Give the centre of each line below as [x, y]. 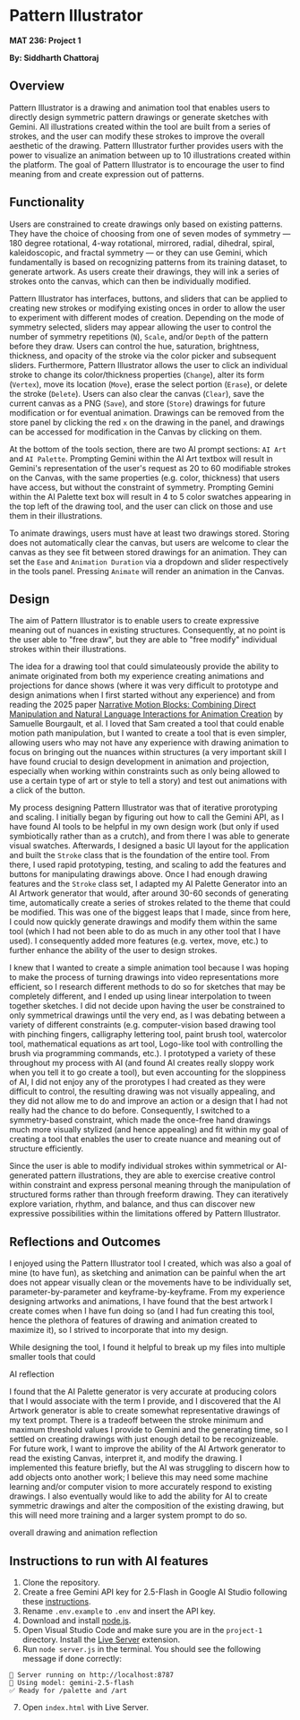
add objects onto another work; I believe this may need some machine [139, 1477]
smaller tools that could [52, 1357]
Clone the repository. [61, 1582]
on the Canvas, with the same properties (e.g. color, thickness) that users [145, 477]
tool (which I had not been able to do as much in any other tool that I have [145, 932]
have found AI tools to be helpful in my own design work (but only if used [144, 827]
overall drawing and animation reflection [84, 1533]
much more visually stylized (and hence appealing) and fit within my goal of [149, 1130]
